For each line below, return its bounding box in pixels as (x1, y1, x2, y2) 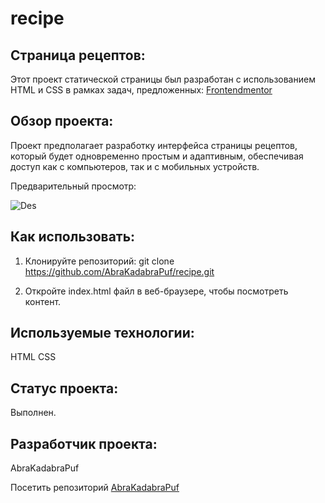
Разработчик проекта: (10, 435, 158, 452)
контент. (24, 295, 62, 307)
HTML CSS (10, 351, 57, 363)
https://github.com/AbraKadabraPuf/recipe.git (24, 265, 215, 277)
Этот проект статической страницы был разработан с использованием (10, 73, 316, 85)
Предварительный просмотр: (10, 180, 137, 192)
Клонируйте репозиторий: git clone (24, 255, 175, 267)
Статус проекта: (10, 380, 119, 397)
